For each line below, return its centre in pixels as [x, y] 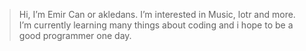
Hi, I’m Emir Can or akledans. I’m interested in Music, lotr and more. [157, 14]
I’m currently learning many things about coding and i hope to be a [156, 25]
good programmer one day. [75, 35]
